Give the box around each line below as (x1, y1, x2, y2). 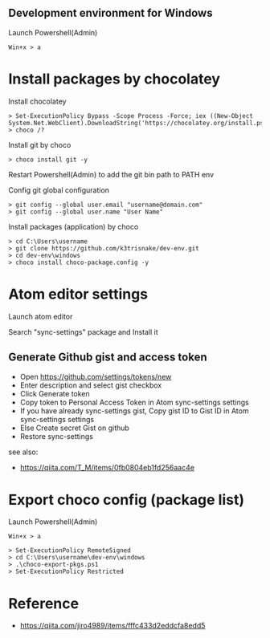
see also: (8, 447, 39, 457)
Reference (8, 594, 79, 612)
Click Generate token (19, 388, 90, 398)
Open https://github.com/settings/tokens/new (19, 372, 172, 381)
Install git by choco (8, 140, 72, 149)
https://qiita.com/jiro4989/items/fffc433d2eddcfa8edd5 (19, 621, 206, 631)
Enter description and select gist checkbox (19, 380, 162, 390)
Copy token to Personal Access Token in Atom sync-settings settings (19, 397, 249, 407)
